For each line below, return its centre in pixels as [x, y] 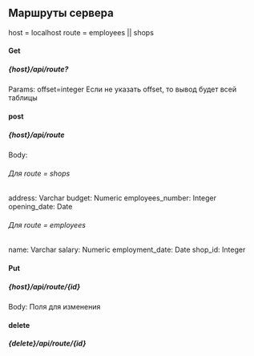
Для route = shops [39, 173]
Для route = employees [47, 225]
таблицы [23, 98]
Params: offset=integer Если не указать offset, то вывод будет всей [123, 89]
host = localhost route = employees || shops [81, 32]
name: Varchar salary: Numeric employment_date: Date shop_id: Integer [127, 250]
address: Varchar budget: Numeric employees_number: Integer [112, 198]
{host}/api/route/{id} [44, 286]
